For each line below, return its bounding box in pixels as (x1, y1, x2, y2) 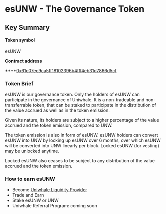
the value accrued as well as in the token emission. (5, 107, 110, 113)
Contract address (5, 58, 42, 64)
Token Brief (5, 80, 34, 87)
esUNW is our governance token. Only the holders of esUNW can (5, 91, 140, 98)
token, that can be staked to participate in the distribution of (32, 102, 156, 108)
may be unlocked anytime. (5, 148, 60, 154)
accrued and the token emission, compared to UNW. (5, 122, 113, 128)
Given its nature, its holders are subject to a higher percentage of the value (5, 117, 159, 123)
